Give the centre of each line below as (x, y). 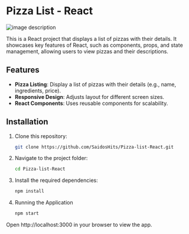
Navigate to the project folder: (51, 158)
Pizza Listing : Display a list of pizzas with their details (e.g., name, (95, 84)
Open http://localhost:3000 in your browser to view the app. (79, 225)
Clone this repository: (41, 136)
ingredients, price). (38, 91)
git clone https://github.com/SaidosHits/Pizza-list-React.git (94, 147)
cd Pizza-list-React (40, 169)
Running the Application (44, 203)
